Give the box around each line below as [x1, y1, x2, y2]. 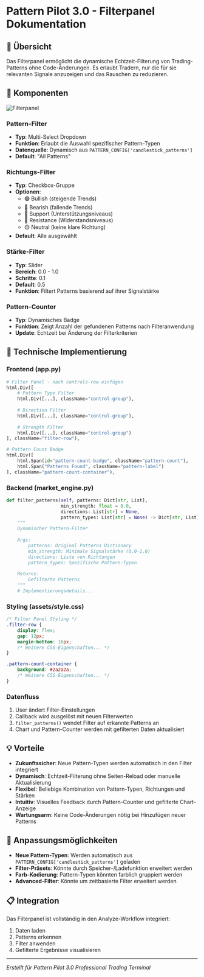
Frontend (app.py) [6, 365, 61, 374]
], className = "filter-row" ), [6, 435, 80, 442]
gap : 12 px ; [17, 633, 45, 639]
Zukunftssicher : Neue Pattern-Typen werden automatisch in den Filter [15, 759, 192, 766]
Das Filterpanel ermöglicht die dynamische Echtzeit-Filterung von [6, 58, 171, 65]
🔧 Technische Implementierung [6, 347, 127, 357]
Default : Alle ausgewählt [15, 233, 77, 240]
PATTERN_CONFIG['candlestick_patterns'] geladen [15, 858, 141, 865]
